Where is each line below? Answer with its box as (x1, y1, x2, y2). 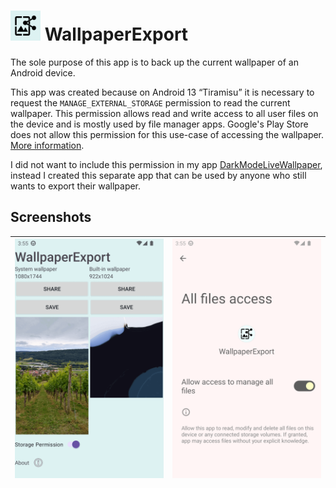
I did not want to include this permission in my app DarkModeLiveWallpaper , (10, 158, 323, 170)
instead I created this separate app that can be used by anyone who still (10, 169, 307, 181)
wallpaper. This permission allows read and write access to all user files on (10, 107, 319, 119)
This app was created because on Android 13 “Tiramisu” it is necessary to (10, 86, 315, 98)
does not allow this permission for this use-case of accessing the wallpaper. (10, 128, 325, 140)
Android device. (10, 66, 76, 79)
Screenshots (10, 209, 92, 226)
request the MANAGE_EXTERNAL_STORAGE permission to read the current (10, 96, 291, 109)
